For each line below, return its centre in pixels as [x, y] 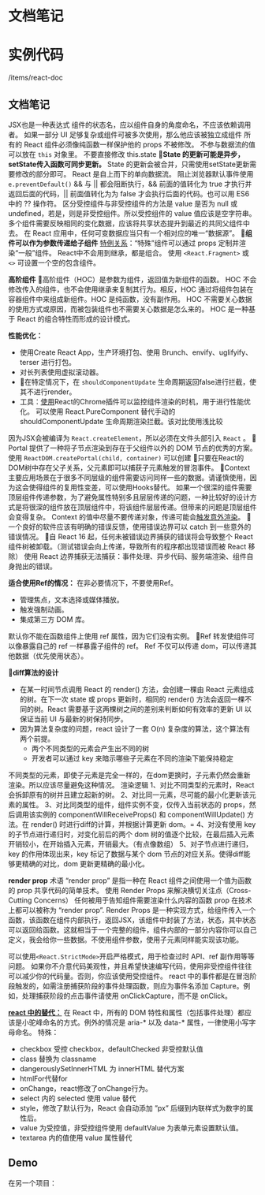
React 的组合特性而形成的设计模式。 [76, 318]
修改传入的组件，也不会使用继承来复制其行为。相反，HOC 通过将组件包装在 [131, 289]
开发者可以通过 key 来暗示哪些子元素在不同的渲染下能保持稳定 [132, 758]
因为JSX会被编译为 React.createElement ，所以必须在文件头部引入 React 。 [129, 437]
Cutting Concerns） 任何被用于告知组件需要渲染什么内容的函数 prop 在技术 [130, 900]
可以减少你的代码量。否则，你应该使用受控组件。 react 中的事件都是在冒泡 [129, 976]
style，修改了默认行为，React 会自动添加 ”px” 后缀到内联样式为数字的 [133, 1108]
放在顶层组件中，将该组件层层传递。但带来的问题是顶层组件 [160, 507]
